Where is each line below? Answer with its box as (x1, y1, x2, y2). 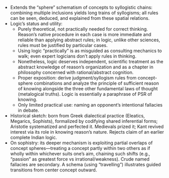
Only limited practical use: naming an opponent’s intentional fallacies (17, 102, 163, 108)
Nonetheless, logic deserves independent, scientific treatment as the (17, 59, 164, 64)
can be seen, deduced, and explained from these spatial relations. (10, 15, 150, 21)
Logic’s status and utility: (10, 20, 63, 27)
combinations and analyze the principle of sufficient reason (34, 80, 159, 86)
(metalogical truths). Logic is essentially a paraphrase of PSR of (17, 91, 152, 97)
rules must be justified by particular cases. (17, 42, 108, 48)
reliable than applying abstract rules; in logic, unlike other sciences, (17, 37, 160, 43)
